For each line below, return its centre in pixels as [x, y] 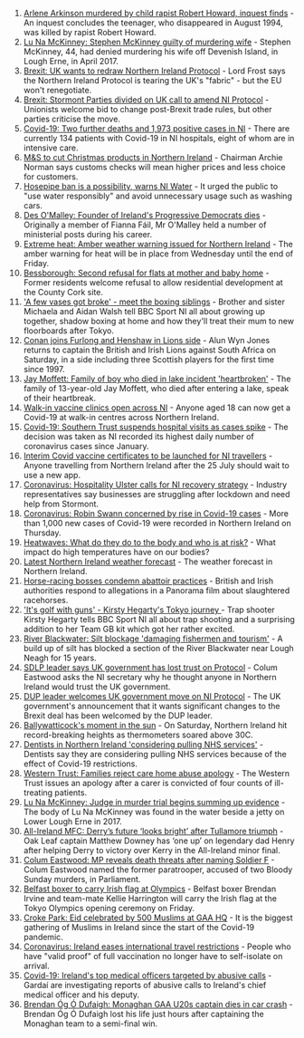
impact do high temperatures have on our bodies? [116, 552]
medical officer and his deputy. [81, 995]
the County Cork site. [63, 292]
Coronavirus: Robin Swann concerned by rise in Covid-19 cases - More [156, 514]
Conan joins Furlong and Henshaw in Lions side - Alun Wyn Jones [147, 340]
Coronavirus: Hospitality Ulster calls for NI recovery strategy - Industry [155, 485]
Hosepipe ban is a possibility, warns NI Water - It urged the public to [151, 186]
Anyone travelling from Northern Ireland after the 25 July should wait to [157, 465]
